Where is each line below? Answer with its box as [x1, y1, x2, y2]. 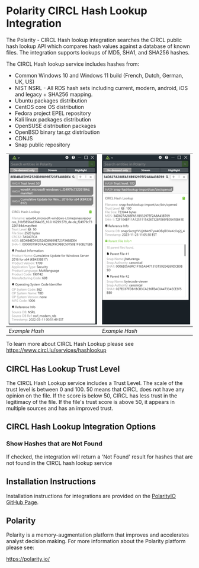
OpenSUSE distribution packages [14, 122, 97, 129]
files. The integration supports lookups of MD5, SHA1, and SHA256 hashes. [6, 49, 190, 56]
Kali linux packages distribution [14, 115, 92, 123]
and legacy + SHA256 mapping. [14, 91, 93, 98]
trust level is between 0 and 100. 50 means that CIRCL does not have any [6, 386, 185, 393]
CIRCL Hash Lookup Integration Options [6, 422, 156, 432]
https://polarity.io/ [6, 556, 50, 563]
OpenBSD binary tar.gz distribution [14, 129, 100, 136]
